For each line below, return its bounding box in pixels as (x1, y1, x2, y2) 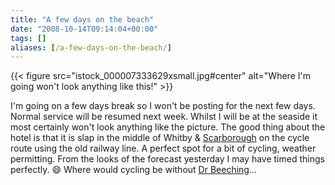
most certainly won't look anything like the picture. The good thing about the (10, 121, 326, 133)
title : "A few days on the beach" (10, 14, 155, 25)
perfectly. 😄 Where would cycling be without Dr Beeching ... (10, 164, 258, 176)
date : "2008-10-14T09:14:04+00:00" (10, 24, 159, 34)
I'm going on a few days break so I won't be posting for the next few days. (10, 100, 316, 112)
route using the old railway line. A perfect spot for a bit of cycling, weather (10, 142, 317, 155)
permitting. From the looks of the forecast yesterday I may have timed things (10, 153, 325, 165)
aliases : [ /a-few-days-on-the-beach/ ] (10, 42, 172, 53)
